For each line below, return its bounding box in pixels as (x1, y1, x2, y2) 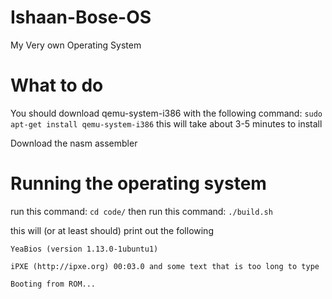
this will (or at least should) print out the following (10, 224, 214, 236)
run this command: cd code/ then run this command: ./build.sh (10, 205, 273, 217)
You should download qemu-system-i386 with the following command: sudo (10, 107, 323, 119)
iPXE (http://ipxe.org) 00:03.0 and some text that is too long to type (10, 261, 320, 271)
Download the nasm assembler (10, 137, 138, 149)
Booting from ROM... (10, 279, 97, 289)
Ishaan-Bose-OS (10, 6, 152, 29)
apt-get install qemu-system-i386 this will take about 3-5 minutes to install (10, 117, 323, 130)
